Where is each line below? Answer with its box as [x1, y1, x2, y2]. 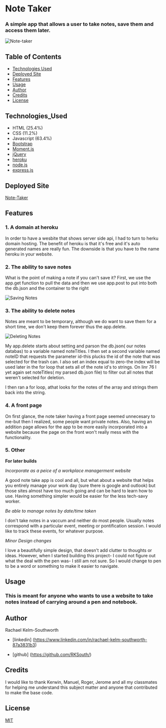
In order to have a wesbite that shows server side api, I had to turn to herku [5, 235, 159, 241]
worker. [5, 498, 21, 504]
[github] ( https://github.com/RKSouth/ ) [12, 651, 92, 658]
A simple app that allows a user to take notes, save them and [5, 21, 154, 28]
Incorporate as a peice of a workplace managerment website [5, 467, 131, 473]
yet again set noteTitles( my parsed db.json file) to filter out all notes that [5, 369, 154, 375]
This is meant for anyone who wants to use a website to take [5, 593, 154, 599]
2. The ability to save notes [5, 264, 72, 270]
